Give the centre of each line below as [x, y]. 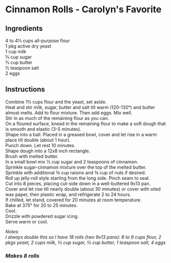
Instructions [25, 89]
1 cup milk [16, 52]
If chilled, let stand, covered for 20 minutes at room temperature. [73, 200]
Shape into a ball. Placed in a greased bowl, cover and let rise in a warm [81, 134]
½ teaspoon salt [22, 68]
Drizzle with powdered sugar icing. [42, 216]
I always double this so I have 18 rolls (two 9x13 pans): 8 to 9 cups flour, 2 [83, 237]
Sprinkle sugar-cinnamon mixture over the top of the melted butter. [76, 167]
